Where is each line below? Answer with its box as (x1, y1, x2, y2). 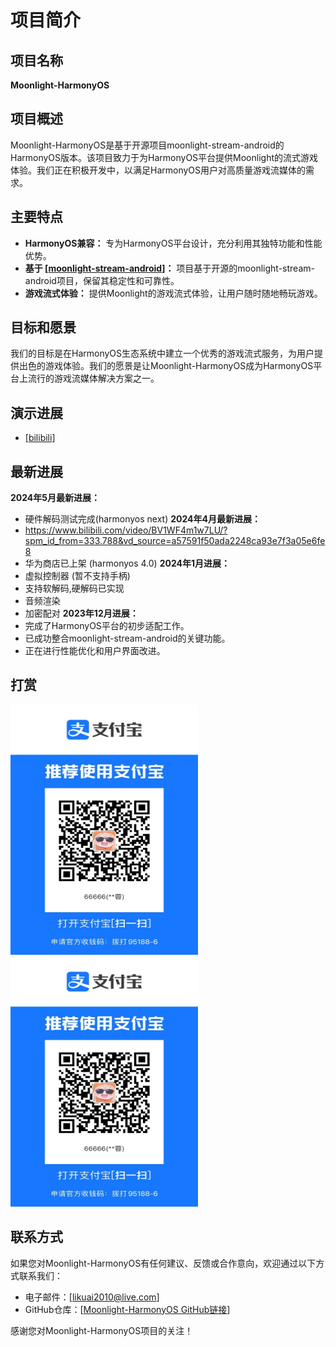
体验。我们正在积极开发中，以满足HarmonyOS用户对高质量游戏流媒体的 (10, 164, 307, 176)
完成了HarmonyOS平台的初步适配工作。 (24, 620, 190, 632)
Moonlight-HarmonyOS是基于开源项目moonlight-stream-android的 (10, 139, 285, 151)
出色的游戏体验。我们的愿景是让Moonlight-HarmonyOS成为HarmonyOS (18, 360, 314, 372)
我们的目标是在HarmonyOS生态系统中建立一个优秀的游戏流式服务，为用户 (10, 347, 315, 360)
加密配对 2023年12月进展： (24, 607, 139, 620)
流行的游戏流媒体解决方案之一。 (27, 372, 160, 385)
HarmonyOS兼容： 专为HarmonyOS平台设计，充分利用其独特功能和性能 (24, 237, 323, 249)
